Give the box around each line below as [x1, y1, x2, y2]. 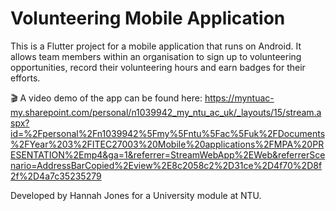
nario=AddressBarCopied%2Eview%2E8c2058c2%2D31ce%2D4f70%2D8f [10, 159, 323, 171]
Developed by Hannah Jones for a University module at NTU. [10, 189, 262, 201]
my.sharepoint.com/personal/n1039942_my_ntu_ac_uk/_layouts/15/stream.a [10, 106, 322, 118]
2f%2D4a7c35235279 [10, 170, 102, 182]
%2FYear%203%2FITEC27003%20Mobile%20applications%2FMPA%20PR [10, 138, 325, 150]
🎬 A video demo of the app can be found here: [10, 92, 203, 104]
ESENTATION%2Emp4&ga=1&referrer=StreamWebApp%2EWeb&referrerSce [10, 148, 326, 161]
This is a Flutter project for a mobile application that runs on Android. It [10, 40, 302, 52]
